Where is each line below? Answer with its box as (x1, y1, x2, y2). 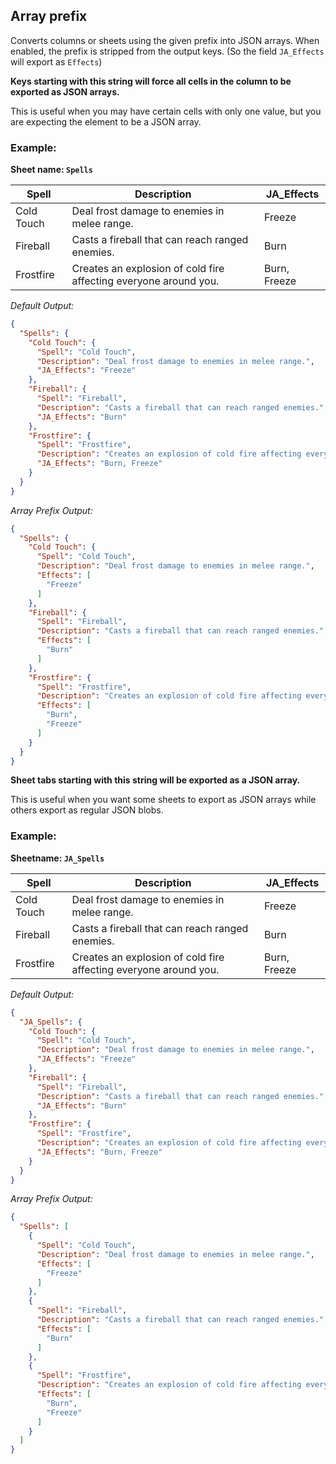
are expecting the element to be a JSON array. (10, 115, 202, 128)
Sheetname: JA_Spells (10, 852, 105, 864)
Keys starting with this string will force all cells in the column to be (10, 75, 292, 87)
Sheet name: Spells (10, 164, 93, 176)
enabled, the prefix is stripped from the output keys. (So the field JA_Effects (10, 45, 325, 57)
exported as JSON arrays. (10, 85, 120, 98)
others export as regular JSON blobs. (10, 804, 164, 816)
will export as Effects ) (10, 55, 103, 68)
